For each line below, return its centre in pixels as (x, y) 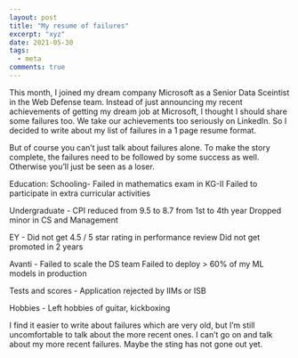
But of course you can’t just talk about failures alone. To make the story (140, 147)
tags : (19, 51)
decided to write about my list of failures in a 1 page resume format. (133, 130)
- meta (29, 59)
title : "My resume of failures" (69, 26)
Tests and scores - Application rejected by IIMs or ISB (108, 290)
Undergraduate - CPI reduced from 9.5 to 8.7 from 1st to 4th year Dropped (145, 210)
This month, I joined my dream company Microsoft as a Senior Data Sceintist (149, 92)
